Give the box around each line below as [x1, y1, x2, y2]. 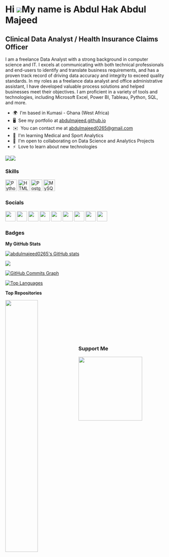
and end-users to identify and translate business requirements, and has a [5, 67, 159, 73]
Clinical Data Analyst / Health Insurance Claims [5, 35, 159, 43]
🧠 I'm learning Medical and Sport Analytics [12, 133, 103, 138]
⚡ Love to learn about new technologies [12, 144, 98, 149]
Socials [5, 199, 24, 206]
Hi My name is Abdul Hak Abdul [5, 4, 147, 15]
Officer [5, 42, 29, 52]
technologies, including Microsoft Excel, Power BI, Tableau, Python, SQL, [5, 94, 158, 100]
